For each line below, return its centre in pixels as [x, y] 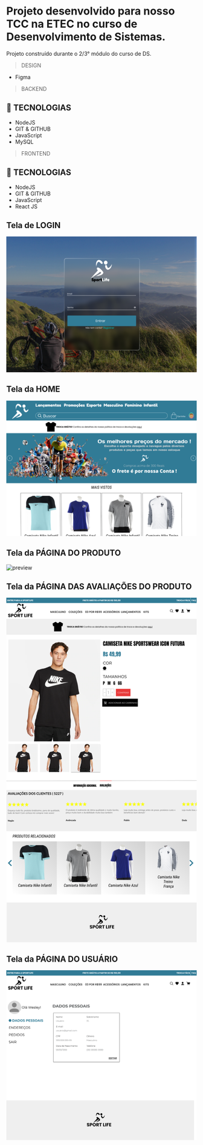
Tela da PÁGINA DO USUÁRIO [62, 960]
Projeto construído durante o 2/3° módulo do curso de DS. [79, 53]
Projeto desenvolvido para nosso [91, 11]
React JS [26, 206]
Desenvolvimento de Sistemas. [86, 37]
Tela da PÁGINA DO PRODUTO [64, 553]
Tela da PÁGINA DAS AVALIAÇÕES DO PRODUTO [99, 587]
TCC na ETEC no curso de [72, 24]
